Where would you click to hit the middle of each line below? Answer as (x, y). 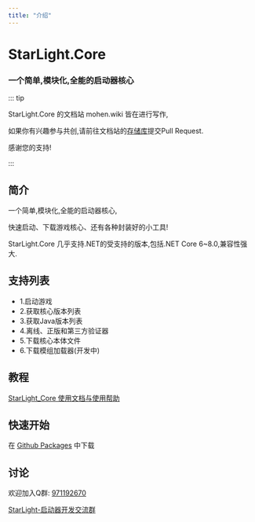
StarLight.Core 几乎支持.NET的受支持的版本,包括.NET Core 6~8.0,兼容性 (124, 244)
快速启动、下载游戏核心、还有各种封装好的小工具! (88, 227)
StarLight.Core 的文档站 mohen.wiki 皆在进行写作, (88, 114)
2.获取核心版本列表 (50, 311)
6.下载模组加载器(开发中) (60, 350)
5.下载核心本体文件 (50, 340)
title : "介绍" (30, 15)
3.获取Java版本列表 (51, 321)
